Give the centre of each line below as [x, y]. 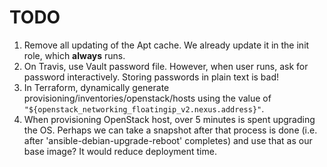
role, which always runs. [74, 55]
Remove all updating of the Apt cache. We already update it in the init [166, 45]
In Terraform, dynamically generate [96, 87]
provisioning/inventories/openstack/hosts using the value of [147, 98]
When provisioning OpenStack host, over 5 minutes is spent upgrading [169, 119]
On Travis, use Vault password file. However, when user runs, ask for [166, 66]
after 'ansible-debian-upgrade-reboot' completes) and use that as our [168, 140]
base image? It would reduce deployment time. [120, 151]
